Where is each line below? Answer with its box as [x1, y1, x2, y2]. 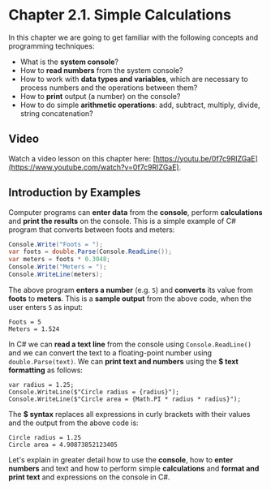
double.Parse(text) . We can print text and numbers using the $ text [8, 356, 239, 366]
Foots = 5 [8, 318, 42, 326]
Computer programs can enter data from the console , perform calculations [8, 207, 263, 217]
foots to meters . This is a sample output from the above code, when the [8, 294, 252, 303]
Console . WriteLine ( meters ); [8, 270, 104, 279]
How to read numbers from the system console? [19, 65, 183, 75]
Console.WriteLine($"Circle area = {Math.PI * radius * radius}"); [8, 395, 242, 403]
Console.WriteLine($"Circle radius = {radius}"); [8, 388, 180, 396]
